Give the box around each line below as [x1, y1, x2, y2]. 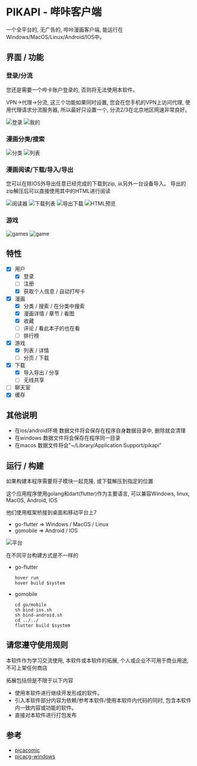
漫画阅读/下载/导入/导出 [6, 165, 74, 174]
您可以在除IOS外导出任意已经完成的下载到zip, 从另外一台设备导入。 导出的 [6, 180, 186, 187]
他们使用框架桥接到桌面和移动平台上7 [6, 509, 97, 516]
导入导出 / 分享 [23, 369, 60, 376]
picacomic [14, 747, 40, 754]
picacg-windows [14, 752, 56, 760]
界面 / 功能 [6, 53, 44, 63]
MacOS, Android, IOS [6, 497, 58, 504]
